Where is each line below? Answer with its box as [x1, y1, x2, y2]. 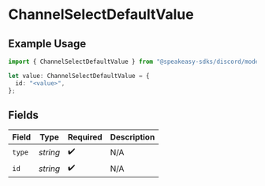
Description [110, 132, 155, 143]
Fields [8, 108, 39, 121]
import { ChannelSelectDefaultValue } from [8, 58, 154, 65]
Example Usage [8, 37, 87, 50]
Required [67, 132, 103, 143]
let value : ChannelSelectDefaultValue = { [8, 72, 150, 80]
